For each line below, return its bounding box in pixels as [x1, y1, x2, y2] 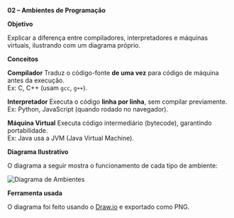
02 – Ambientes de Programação [7, 6, 106, 14]
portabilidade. [7, 126, 48, 134]
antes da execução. [7, 76, 65, 85]
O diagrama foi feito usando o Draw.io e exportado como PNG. [7, 202, 190, 211]
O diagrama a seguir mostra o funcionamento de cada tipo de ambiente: [7, 161, 218, 170]
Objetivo [7, 20, 33, 28]
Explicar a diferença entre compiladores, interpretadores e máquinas [7, 33, 208, 42]
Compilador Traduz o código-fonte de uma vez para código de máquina [7, 69, 219, 77]
